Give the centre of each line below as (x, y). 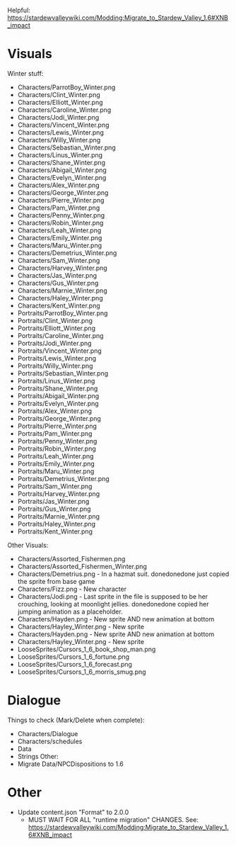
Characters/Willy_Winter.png (59, 140)
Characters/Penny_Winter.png (61, 215)
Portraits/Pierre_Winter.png (57, 426)
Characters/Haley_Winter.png (60, 298)
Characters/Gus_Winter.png (58, 283)
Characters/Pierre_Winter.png (61, 200)
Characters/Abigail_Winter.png (62, 170)
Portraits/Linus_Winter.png (56, 380)
